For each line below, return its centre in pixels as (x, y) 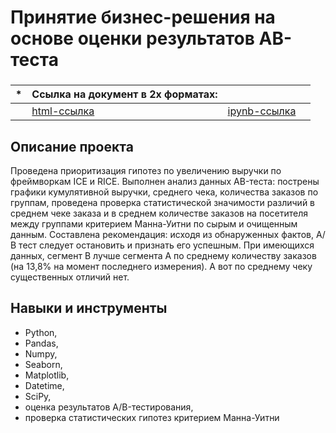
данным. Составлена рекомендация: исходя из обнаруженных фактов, (162, 234)
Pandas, (41, 343)
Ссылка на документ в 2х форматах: (124, 94)
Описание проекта (72, 146)
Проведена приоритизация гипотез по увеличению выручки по (146, 170)
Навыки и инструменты (89, 308)
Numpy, (41, 353)
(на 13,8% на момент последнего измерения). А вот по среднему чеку (161, 266)
